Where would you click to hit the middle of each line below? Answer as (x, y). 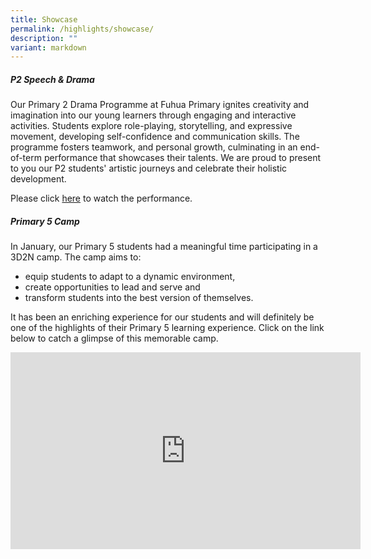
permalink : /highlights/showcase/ (82, 29)
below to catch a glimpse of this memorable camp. (114, 338)
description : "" (44, 38)
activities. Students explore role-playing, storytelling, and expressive (151, 126)
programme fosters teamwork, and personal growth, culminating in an (154, 147)
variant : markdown (48, 47)
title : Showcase (44, 19)
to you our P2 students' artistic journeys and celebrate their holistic (149, 168)
